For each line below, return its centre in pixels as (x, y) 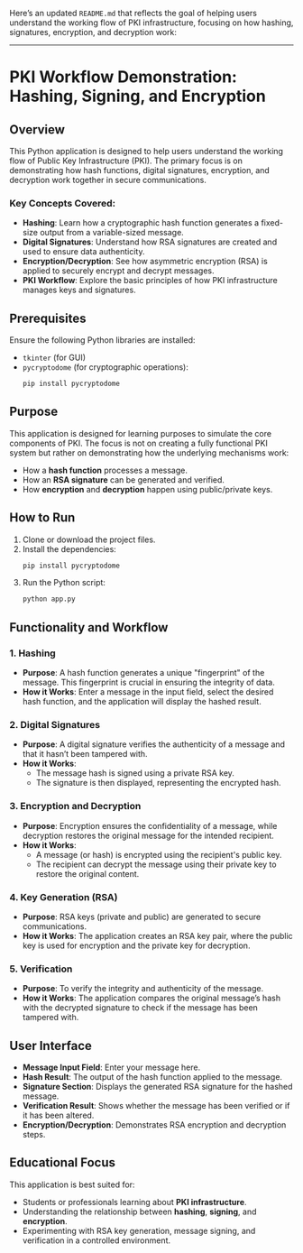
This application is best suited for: (72, 1184)
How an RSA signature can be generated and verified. (124, 479)
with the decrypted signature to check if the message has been (140, 1008)
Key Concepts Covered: (63, 203)
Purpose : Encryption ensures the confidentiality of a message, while (150, 825)
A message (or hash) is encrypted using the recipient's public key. (159, 854)
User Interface (51, 1046)
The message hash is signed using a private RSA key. (135, 773)
